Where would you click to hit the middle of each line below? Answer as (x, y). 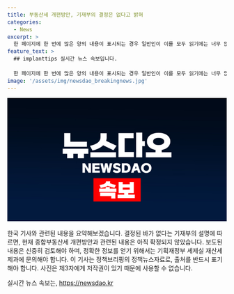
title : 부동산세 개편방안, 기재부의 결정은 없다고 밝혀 (75, 15)
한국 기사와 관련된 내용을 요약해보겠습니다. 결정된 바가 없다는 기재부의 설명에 (111, 233)
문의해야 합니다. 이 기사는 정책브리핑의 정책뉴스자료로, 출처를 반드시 (118, 259)
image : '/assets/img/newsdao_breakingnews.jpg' (78, 81)
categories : (24, 22)
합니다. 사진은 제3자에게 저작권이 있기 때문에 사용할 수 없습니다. (106, 268)
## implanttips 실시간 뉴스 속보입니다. (65, 59)
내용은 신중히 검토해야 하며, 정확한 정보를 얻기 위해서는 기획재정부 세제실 (106, 250)
